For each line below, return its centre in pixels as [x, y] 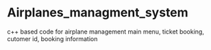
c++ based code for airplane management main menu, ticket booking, [105, 32]
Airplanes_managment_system [98, 13]
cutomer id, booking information [52, 38]
